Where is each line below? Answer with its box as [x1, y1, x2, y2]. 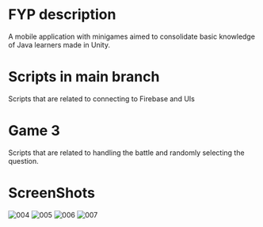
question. [8, 156, 40, 165]
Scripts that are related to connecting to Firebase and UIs [8, 93, 196, 104]
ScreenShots [8, 184, 95, 202]
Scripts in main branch [8, 68, 160, 86]
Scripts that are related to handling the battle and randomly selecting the [8, 148, 245, 157]
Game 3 [8, 122, 61, 140]
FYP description [8, 6, 116, 24]
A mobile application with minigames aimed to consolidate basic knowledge [8, 32, 256, 41]
